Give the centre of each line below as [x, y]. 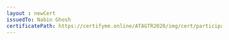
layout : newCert [31, 13]
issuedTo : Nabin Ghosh [39, 20]
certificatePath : [31, 26]
